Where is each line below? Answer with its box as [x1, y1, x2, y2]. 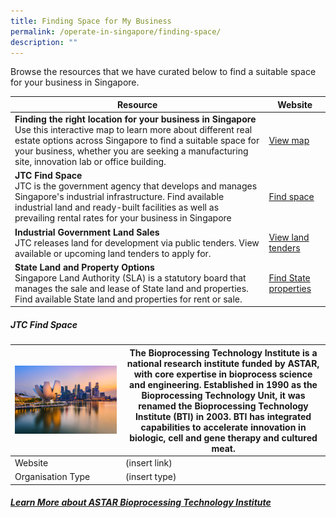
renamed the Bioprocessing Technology [138, 400, 309, 412]
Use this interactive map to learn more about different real [14, 124, 253, 136]
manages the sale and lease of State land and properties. [14, 282, 249, 294]
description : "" [10, 37, 78, 47]
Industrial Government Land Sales [14, 226, 160, 238]
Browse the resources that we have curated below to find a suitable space [10, 66, 317, 78]
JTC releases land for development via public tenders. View [14, 236, 260, 249]
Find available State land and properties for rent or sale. [14, 293, 243, 305]
